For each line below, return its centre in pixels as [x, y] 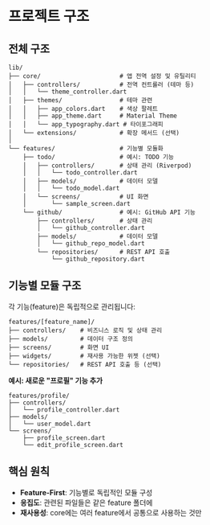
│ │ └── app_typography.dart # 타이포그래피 [86, 125]
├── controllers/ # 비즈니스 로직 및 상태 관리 [85, 330]
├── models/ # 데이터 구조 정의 [71, 338]
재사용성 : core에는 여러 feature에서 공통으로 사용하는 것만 [111, 512]
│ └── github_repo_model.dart [91, 244]
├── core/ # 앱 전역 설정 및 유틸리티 [102, 76]
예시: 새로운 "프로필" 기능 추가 [55, 380]
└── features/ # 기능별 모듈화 [86, 149]
